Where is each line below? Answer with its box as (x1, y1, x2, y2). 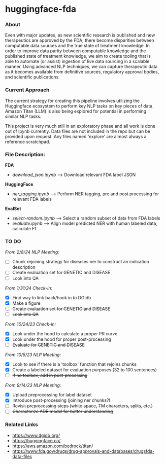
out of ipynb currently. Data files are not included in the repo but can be (5, 128, 151, 134)
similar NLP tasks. (5, 113, 42, 119)
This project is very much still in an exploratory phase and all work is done (5, 123, 156, 129)
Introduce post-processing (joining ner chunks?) (12, 397, 111, 403)
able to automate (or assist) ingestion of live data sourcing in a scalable (5, 58, 150, 65)
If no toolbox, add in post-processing (12, 372, 88, 378)
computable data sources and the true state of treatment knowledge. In (5, 43, 150, 49)
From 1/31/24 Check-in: (5, 285, 53, 291)
